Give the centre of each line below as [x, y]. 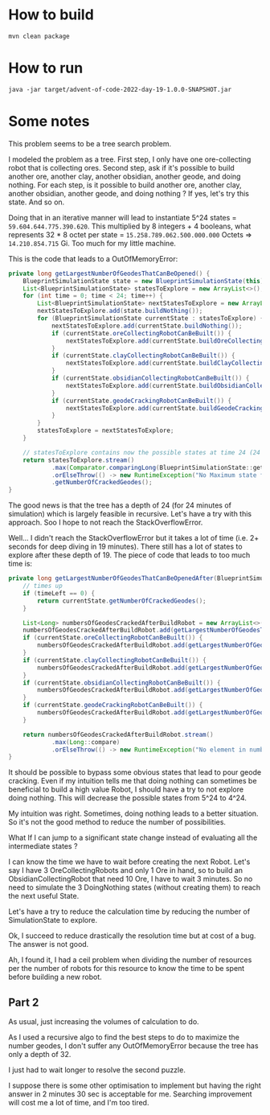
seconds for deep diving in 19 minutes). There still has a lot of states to [125, 547]
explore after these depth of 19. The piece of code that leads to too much [129, 555]
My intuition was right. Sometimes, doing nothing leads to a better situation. [133, 813]
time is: [20, 564]
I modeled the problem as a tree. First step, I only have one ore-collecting [130, 159]
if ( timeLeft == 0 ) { [59, 593]
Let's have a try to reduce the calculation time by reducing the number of [129, 911]
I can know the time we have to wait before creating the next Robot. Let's [129, 862]
